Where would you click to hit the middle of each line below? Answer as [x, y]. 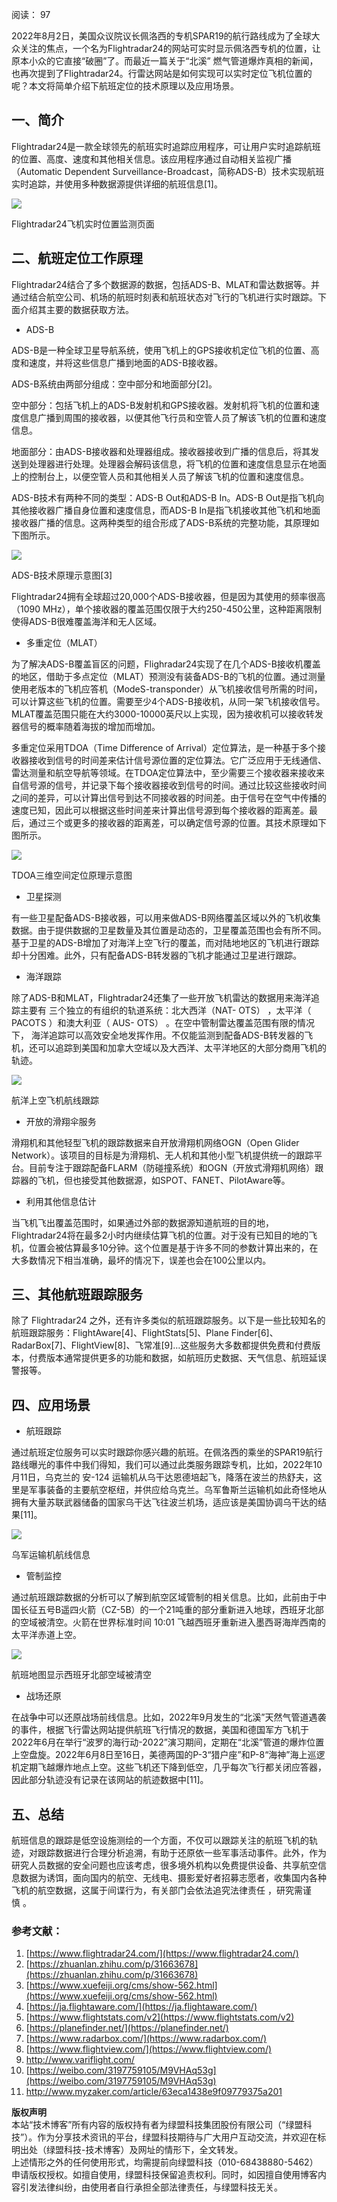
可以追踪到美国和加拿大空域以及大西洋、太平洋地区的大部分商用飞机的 [182, 1047]
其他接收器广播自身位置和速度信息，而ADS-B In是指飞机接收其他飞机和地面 [166, 510]
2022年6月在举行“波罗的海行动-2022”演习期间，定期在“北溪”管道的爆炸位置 [168, 1742]
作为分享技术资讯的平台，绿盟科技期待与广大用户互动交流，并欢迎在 [177, 2137]
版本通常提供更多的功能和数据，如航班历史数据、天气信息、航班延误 [186, 1358]
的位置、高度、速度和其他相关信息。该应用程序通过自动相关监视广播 [151, 159]
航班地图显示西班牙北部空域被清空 [81, 1675]
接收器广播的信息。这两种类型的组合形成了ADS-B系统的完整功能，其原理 [161, 522]
